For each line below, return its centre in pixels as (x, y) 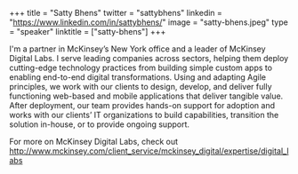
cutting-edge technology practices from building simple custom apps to (141, 67)
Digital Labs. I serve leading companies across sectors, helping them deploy (149, 58)
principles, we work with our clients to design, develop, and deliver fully (141, 87)
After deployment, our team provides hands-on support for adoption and (142, 105)
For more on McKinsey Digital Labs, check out (94, 142)
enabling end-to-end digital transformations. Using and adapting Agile (138, 77)
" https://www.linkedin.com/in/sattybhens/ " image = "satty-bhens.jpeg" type (149, 22)
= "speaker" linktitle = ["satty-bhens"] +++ (88, 32)
